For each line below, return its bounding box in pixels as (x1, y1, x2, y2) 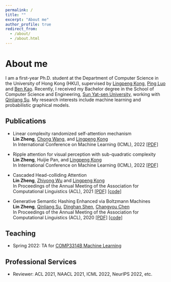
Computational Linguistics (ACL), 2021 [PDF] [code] (12, 188, 121, 194)
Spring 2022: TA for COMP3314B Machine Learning (12, 243, 121, 249)
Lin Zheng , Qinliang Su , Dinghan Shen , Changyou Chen (12, 203, 130, 209)
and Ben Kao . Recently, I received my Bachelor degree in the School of (5, 85, 154, 92)
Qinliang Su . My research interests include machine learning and (5, 97, 141, 103)
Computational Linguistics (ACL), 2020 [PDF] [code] (12, 214, 123, 220)
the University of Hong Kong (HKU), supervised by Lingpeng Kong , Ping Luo (5, 80, 166, 86)
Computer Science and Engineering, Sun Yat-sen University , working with (5, 91, 160, 97)
